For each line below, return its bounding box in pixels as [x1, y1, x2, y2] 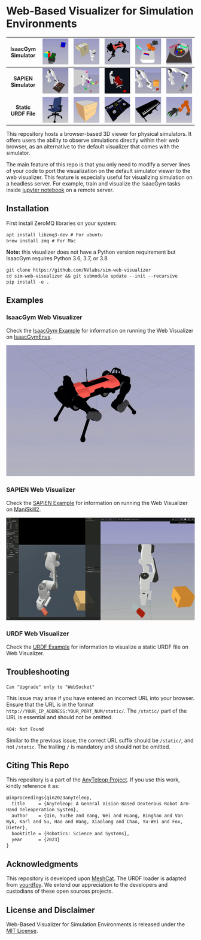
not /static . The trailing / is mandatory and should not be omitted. [6, 743, 170, 750]
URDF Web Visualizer [6, 629, 69, 638]
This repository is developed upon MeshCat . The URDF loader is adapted [6, 875, 187, 882]
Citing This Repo [6, 760, 69, 770]
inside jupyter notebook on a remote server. [6, 187, 114, 194]
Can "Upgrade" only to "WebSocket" [6, 684, 95, 690]
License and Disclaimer [6, 905, 95, 915]
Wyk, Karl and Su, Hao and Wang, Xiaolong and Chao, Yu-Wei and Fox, [6, 819, 184, 825]
